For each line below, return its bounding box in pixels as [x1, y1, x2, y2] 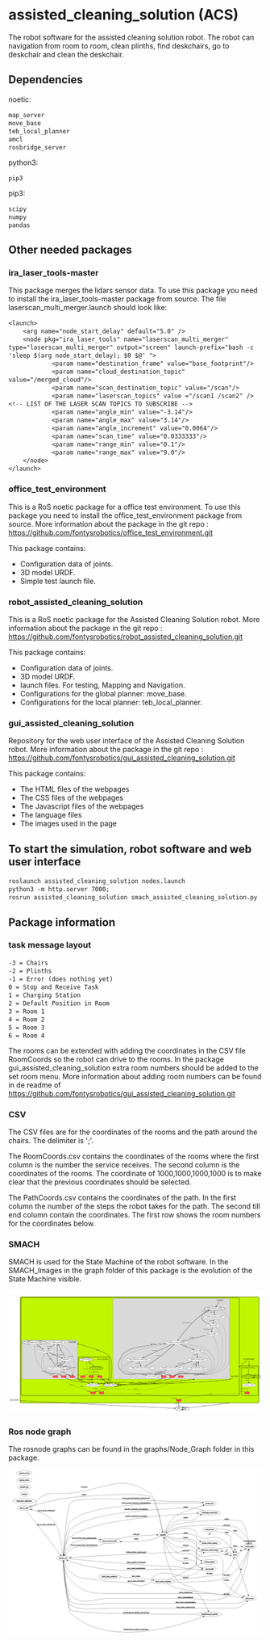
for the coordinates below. [8, 1218, 95, 1229]
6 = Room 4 [8, 1032, 45, 1040]
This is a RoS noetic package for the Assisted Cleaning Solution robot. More [8, 615, 260, 624]
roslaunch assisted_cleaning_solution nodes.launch [8, 877, 185, 885]
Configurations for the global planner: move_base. [19, 689, 187, 699]
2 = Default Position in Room [8, 999, 110, 1007]
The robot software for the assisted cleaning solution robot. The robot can [8, 32, 255, 42]
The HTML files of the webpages [19, 784, 130, 794]
